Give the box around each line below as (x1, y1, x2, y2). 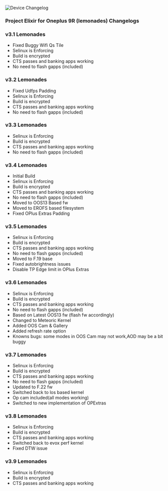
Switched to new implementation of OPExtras (12, 400, 106, 406)
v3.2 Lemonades (5, 76, 47, 83)
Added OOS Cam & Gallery (12, 322, 68, 329)
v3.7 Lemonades (5, 351, 47, 358)
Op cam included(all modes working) (12, 395, 89, 400)
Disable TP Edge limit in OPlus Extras (12, 267, 89, 273)
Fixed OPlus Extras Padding (12, 210, 70, 216)
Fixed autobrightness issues (12, 261, 71, 267)
